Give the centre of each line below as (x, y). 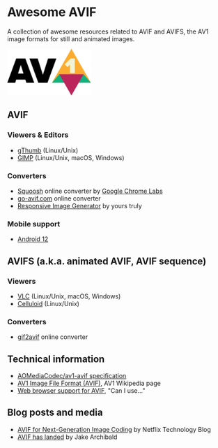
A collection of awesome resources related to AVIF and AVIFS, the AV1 (108, 31)
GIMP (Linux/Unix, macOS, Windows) (71, 157)
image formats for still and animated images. (71, 38)
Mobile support (34, 224)
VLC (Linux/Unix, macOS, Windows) (69, 296)
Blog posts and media (55, 413)
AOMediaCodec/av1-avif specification (72, 376)
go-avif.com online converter (59, 198)
